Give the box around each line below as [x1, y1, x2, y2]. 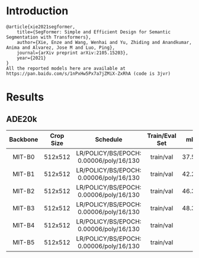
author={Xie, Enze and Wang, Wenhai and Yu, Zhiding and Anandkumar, [17, 39, 192, 45]
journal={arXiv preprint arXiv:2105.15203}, [17, 49, 129, 56]
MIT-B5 [12, 238, 35, 246]
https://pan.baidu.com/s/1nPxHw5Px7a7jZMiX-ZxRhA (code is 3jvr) [6, 70, 171, 77]
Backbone [9, 135, 38, 143]
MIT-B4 [12, 221, 35, 229]
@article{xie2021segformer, [6, 24, 76, 30]
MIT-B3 [12, 204, 35, 212]
